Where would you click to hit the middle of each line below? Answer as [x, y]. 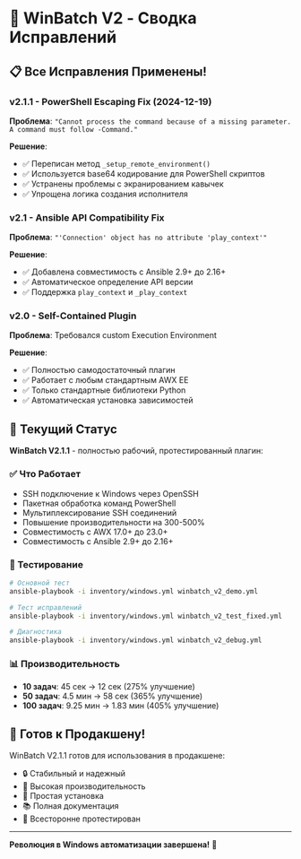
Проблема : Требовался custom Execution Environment [113, 335]
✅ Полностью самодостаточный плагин [99, 370]
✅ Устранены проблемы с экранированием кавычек [123, 184]
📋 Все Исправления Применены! [108, 71]
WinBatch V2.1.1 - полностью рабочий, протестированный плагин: [136, 451]
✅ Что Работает [45, 474]
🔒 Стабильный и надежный [74, 774]
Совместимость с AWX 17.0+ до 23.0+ [95, 532]
